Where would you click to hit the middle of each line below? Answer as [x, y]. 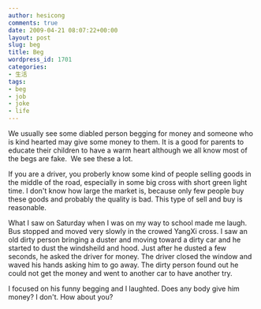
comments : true [33, 23]
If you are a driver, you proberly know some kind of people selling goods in [130, 174]
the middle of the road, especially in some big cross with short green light [128, 182]
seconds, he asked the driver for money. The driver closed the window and [130, 256]
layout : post [30, 38]
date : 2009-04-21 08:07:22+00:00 [63, 30]
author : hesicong [37, 15]
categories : [28, 67]
